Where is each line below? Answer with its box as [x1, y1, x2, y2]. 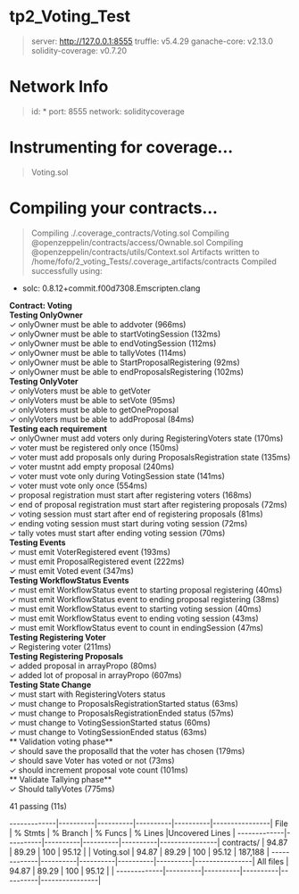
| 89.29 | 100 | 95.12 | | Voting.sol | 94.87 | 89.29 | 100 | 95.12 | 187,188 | [9, 846, 270, 857]
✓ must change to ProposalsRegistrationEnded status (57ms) [9, 708, 235, 718]
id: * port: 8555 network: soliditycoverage [30, 105, 185, 117]
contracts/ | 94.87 [221, 837, 288, 848]
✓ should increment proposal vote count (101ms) [9, 765, 189, 775]
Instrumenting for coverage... [9, 137, 234, 158]
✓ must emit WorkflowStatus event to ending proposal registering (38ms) [9, 593, 279, 604]
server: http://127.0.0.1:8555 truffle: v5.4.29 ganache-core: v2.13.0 [30, 36, 274, 46]
